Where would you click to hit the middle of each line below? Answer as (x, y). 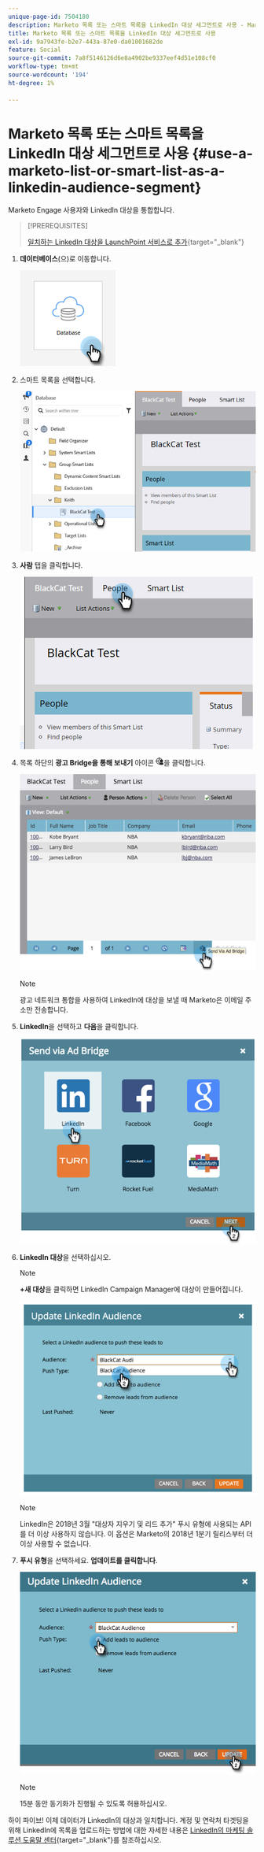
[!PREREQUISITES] (57, 226)
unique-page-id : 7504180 (49, 17)
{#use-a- (222, 153)
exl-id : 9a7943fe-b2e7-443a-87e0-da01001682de (86, 42)
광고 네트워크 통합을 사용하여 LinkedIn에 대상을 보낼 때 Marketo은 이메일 (131, 1000)
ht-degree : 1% (31, 83)
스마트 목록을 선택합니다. (57, 380)
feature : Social (35, 50)
